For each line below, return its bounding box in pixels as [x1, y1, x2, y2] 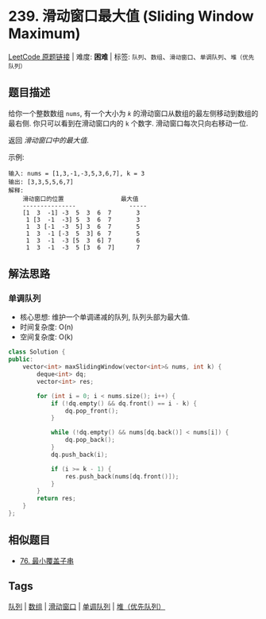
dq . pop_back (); [64, 436, 115, 444]
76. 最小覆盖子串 [19, 555, 74, 565]
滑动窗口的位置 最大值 [22, 195, 139, 203]
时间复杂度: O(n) [19, 323, 74, 332]
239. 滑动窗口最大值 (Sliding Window [8, 7, 254, 25]
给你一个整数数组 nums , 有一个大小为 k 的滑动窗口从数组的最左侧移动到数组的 [8, 108, 259, 118]
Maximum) [8, 25, 81, 43]
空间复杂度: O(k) [19, 332, 74, 342]
